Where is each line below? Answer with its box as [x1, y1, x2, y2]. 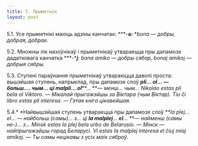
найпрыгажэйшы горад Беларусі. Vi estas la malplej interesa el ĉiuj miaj [7, 127, 186, 134]
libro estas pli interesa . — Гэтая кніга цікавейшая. [7, 97, 131, 104]
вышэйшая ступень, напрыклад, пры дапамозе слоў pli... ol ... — [7, 78, 169, 85]
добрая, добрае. [7, 36, 49, 44]
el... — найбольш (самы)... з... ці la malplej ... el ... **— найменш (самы [7, 114, 182, 121]
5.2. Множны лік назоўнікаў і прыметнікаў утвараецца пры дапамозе [7, 48, 182, 55]
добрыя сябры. [7, 60, 45, 68]
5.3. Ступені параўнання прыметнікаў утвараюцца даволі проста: [7, 72, 173, 79]
